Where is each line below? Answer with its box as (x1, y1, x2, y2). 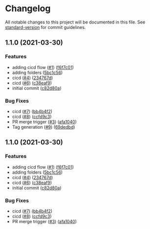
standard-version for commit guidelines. (5, 24, 86, 30)
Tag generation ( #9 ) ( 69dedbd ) (12, 124, 75, 130)
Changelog (5, 3, 51, 14)
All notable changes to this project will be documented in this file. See (5, 19, 146, 25)
